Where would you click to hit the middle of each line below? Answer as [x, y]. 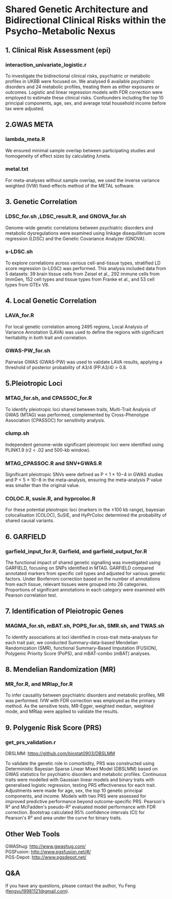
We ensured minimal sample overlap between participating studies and [80, 150]
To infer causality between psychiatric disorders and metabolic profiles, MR [85, 695]
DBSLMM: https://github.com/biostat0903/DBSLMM [60, 753]
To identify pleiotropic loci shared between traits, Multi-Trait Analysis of [81, 409]
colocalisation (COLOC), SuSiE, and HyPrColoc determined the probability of [86, 515]
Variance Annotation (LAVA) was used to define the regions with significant [84, 332]
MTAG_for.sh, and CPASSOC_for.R [49, 398]
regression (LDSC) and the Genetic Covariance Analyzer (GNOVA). [76, 238]
